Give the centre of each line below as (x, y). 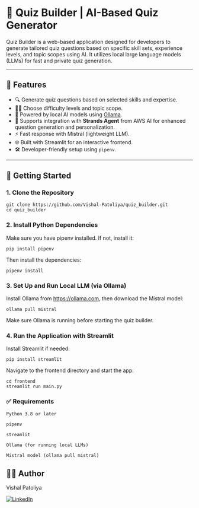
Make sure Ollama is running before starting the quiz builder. (80, 320)
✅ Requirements (30, 402)
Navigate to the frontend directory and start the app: (70, 370)
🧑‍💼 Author (25, 474)
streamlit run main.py (34, 387)
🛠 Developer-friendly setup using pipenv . (65, 149)
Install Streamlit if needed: (38, 349)
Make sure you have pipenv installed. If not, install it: (70, 238)
